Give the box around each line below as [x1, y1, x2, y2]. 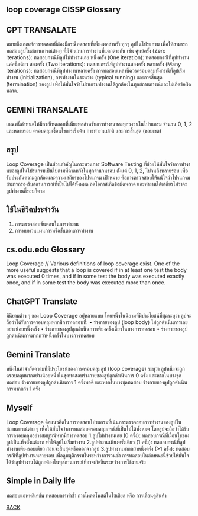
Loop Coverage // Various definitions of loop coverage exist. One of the [6, 260, 180, 267]
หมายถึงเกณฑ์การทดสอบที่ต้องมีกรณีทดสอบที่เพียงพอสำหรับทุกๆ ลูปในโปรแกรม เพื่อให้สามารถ [6, 41, 188, 48]
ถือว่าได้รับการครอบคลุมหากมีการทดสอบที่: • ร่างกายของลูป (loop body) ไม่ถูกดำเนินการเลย [6, 319, 188, 326]
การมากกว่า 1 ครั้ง [6, 385, 40, 393]
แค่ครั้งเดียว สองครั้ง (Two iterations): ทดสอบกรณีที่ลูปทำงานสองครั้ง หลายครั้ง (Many [6, 60, 181, 68]
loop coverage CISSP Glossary [6, 5, 121, 15]
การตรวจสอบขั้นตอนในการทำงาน [14, 220, 79, 227]
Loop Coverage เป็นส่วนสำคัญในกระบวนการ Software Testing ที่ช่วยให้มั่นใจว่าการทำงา [6, 160, 191, 168]
